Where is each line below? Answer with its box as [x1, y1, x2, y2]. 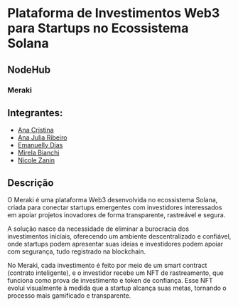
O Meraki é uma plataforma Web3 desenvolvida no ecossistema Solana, [7, 196, 218, 204]
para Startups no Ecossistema [7, 20, 189, 36]
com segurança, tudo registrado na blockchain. [7, 247, 146, 256]
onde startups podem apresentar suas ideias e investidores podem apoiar [7, 240, 224, 249]
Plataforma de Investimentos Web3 [7, 5, 220, 21]
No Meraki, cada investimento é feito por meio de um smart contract [7, 261, 207, 270]
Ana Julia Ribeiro [17, 133, 67, 142]
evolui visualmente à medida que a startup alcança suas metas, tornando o [7, 283, 227, 293]
